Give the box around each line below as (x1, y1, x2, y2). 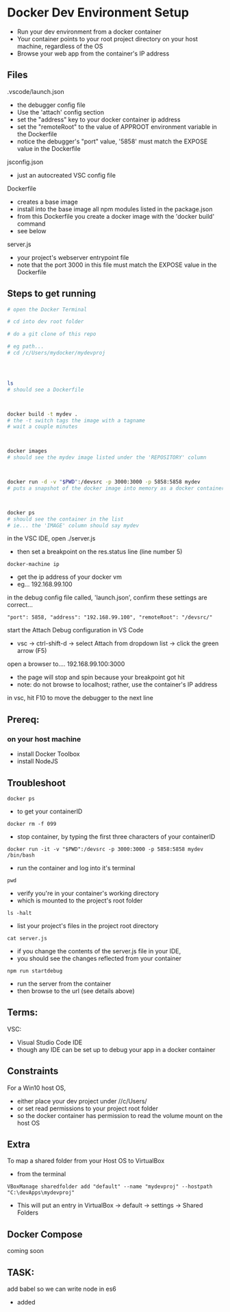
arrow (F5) (16, 647, 47, 655)
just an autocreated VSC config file (16, 171, 116, 179)
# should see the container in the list (7, 516, 125, 523)
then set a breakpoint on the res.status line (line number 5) (16, 547, 183, 556)
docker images (7, 448, 48, 455)
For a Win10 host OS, (7, 1084, 66, 1092)
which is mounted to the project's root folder (16, 896, 143, 905)
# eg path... (7, 343, 44, 350)
